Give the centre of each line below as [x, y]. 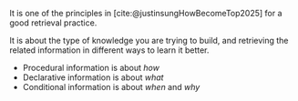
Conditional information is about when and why [111, 87]
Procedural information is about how [91, 68]
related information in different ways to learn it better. [109, 50]
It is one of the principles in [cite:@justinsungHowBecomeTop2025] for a [146, 13]
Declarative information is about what [93, 77]
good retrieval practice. [53, 23]
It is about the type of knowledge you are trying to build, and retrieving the [149, 40]
